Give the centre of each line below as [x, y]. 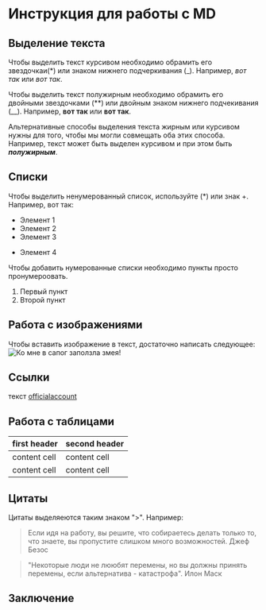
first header [35, 444]
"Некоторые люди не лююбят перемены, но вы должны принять [137, 566]
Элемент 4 [38, 252]
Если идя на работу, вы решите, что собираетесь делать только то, [142, 533]
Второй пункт [42, 299]
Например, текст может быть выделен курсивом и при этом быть [120, 143]
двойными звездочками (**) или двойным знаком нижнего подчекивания [133, 103]
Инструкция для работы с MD [112, 14]
